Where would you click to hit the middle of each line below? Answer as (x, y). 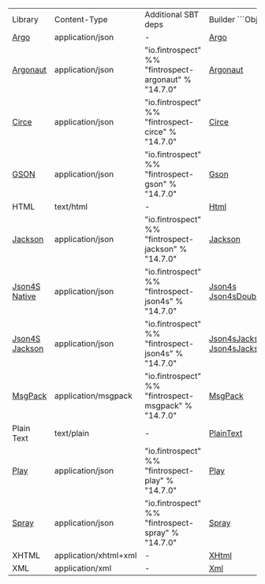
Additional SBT (172, 15)
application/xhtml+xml (95, 555)
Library (25, 19)
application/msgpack (93, 396)
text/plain (71, 433)
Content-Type (81, 19)
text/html (71, 206)
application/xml (83, 568)
